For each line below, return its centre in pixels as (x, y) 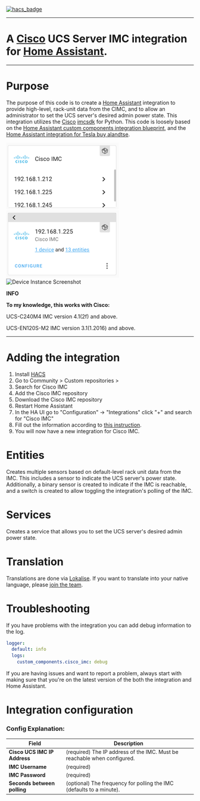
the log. (15, 631)
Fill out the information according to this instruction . (78, 425)
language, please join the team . (45, 585)
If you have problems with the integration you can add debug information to (99, 625)
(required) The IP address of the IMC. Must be (122, 752)
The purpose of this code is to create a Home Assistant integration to (91, 103)
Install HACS (30, 374)
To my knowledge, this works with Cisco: (58, 305)
